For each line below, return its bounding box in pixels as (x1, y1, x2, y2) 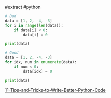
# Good (5, 50, 19, 55)
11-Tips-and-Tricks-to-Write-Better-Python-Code (5, 87, 106, 93)
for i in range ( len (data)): (5, 23, 64, 28)
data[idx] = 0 (23, 69, 52, 74)
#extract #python (5, 4, 41, 10)
